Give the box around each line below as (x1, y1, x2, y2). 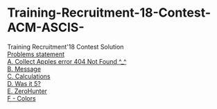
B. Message (7, 65, 42, 73)
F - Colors (7, 94, 36, 102)
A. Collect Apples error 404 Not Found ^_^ (7, 57, 127, 65)
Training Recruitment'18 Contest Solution (7, 42, 124, 51)
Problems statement (7, 50, 64, 58)
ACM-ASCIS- (7, 19, 85, 35)
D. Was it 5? (7, 79, 42, 87)
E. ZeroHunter (7, 87, 47, 95)
